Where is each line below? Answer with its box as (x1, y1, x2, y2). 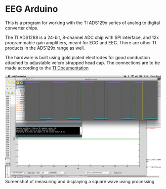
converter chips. (5, 25, 39, 31)
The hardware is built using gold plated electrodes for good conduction (5, 54, 150, 60)
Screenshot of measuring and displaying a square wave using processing (5, 178, 155, 184)
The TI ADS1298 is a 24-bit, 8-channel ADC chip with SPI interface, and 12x (5, 34, 159, 40)
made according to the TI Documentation (5, 65, 89, 71)
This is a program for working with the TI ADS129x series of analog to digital (5, 20, 160, 26)
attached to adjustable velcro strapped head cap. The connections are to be (5, 60, 160, 65)
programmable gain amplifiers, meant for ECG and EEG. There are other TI (5, 39, 157, 45)
